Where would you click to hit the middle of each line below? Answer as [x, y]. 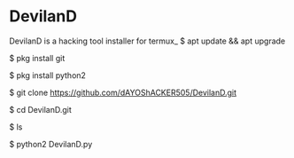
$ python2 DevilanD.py [51, 144]
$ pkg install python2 [48, 75]
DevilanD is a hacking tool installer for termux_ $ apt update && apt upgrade [147, 41]
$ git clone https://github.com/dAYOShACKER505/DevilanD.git [123, 92]
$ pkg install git [37, 58]
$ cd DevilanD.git [41, 109]
